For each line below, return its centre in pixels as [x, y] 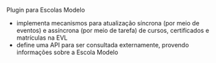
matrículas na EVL [42, 38]
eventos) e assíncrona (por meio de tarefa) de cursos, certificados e [113, 30]
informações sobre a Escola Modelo [67, 52]
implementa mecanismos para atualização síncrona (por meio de [108, 23]
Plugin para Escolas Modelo [46, 10]
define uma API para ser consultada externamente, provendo [103, 45]
